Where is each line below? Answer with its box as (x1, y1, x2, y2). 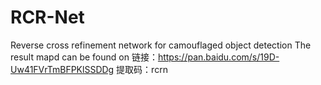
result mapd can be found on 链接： (10, 51, 158, 63)
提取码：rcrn (116, 63, 168, 75)
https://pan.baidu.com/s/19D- (157, 51, 280, 63)
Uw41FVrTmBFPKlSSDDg (10, 63, 115, 75)
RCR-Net (10, 6, 85, 29)
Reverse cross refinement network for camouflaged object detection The (10, 39, 312, 51)
